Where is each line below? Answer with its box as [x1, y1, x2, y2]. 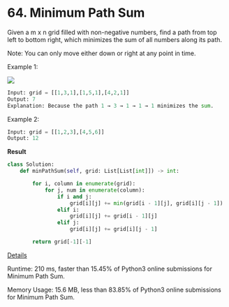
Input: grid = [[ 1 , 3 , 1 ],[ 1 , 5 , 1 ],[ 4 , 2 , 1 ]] [7, 89, 130, 96]
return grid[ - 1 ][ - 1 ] [32, 238, 92, 245]
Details [7, 250, 27, 259]
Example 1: [7, 62, 38, 71]
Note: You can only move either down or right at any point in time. [7, 49, 197, 57]
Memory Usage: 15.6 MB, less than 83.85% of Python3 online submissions [7, 285, 221, 294]
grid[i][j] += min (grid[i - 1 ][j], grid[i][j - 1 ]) [69, 199, 223, 207]
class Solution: [7, 161, 54, 169]
